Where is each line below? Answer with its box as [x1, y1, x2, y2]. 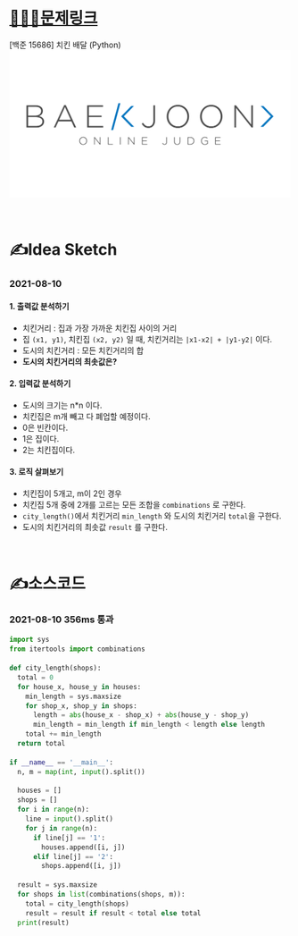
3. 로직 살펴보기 [9, 467, 64, 477]
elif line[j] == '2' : [32, 852, 114, 861]
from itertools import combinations [9, 645, 145, 654]
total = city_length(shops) [25, 899, 129, 908]
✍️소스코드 [9, 574, 87, 594]
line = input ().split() [25, 814, 114, 823]
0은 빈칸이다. [21, 422, 69, 433]
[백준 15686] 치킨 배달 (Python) [9, 39, 122, 50]
